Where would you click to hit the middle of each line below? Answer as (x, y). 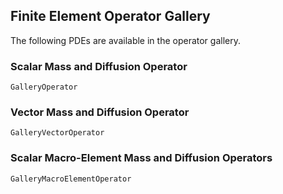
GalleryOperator (44, 87)
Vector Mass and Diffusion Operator (100, 112)
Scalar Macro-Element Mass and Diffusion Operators (141, 158)
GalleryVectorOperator (57, 133)
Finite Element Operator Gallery (110, 16)
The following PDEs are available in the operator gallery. (125, 40)
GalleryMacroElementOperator (71, 179)
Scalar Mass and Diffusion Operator (99, 66)
